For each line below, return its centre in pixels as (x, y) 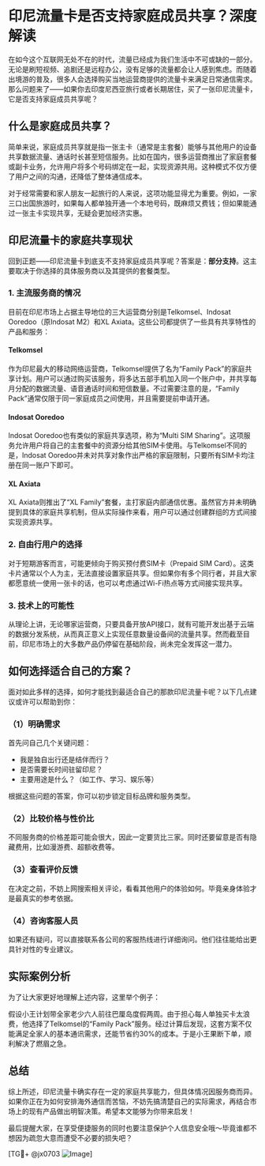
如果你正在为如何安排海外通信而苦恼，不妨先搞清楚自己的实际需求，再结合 (129, 1101)
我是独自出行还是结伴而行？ (65, 760)
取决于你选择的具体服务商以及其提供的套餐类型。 (94, 270)
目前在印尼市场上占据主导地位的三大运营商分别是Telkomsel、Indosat (119, 311)
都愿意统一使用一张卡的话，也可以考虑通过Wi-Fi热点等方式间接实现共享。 (127, 583)
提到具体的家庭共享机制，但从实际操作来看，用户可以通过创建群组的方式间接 (132, 512)
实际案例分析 (39, 977)
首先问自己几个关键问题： (50, 743)
